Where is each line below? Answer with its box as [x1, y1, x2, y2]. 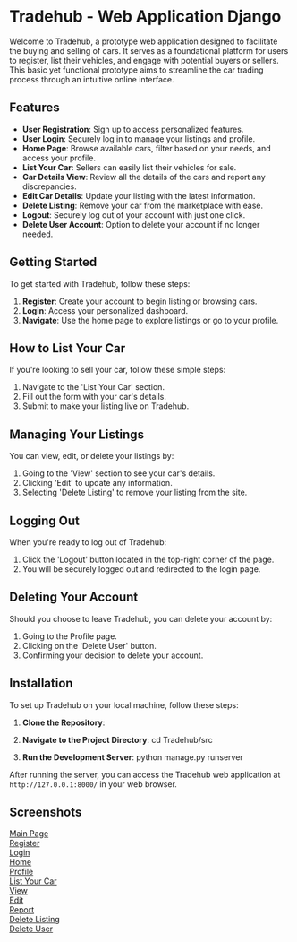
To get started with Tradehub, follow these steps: [9, 278, 191, 289]
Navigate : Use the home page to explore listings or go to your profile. [21, 315, 279, 325]
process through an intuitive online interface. [9, 73, 174, 84]
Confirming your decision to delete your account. [21, 650, 204, 661]
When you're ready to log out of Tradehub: [9, 537, 167, 548]
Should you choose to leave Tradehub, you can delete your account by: [9, 613, 273, 624]
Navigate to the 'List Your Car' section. [21, 382, 165, 393]
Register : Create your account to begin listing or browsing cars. [21, 296, 258, 307]
